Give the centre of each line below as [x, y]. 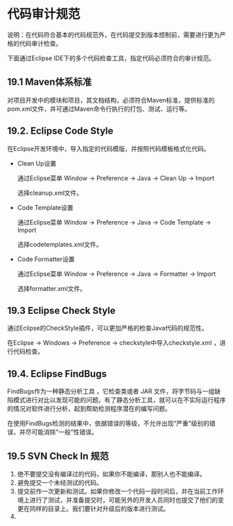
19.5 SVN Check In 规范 [58, 456]
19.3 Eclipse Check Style [61, 310]
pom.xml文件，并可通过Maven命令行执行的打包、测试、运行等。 [99, 109]
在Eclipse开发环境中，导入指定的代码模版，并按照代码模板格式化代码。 [109, 148]
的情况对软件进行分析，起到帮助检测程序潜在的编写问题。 [89, 409]
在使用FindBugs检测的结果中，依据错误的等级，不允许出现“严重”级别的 [109, 423]
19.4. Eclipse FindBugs [57, 374]
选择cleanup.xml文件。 [50, 193]
